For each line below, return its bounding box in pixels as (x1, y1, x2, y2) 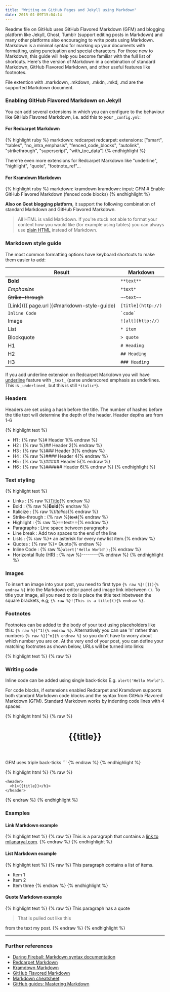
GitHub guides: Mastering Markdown (12, 981, 90, 987)
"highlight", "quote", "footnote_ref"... (5, 163, 81, 169)
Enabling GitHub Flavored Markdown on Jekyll (5, 97, 121, 104)
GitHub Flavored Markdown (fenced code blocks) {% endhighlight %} (5, 191, 150, 197)
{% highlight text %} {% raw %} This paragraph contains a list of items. (5, 862, 154, 868)
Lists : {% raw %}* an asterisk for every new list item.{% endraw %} (12, 536, 155, 542)
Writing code (5, 666, 38, 673)
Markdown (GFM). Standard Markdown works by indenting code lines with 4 (5, 698, 164, 704)
